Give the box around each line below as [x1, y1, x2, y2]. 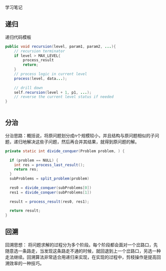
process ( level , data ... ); [14, 76, 68, 81]
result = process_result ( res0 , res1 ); [9, 199, 90, 204]
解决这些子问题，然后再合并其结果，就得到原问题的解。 [26, 139, 139, 145]
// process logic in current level [14, 72, 87, 77]
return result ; [9, 208, 41, 213]
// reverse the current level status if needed [14, 94, 114, 100]
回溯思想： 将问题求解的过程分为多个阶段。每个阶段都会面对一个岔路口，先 [5, 241, 158, 248]
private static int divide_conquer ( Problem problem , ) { [5, 149, 125, 154]
